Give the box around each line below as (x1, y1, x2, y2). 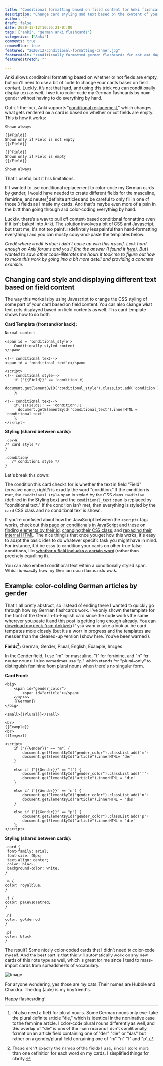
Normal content (5, 331, 36, 335)
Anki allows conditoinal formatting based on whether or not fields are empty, (5, 74, 158, 80)
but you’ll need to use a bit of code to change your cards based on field (5, 80, 148, 86)
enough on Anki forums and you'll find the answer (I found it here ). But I (5, 246, 149, 252)
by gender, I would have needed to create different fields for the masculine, (5, 190, 156, 196)
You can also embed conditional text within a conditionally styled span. (5, 562, 147, 568)
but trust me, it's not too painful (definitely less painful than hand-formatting (5, 226, 157, 232)
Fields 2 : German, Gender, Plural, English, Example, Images (5, 643, 123, 649)
